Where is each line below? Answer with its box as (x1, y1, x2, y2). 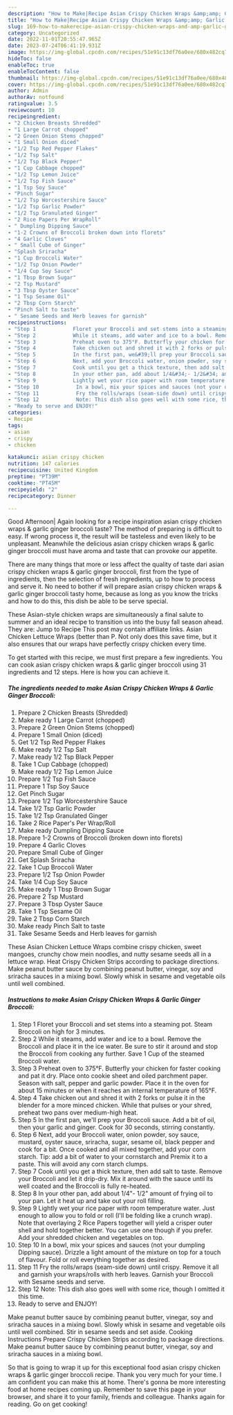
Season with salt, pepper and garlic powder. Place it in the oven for (17, 1079, 209, 1088)
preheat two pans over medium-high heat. (17, 1108, 138, 1117)
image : (8, 49, 27, 56)
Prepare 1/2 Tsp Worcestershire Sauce (17, 797, 128, 805)
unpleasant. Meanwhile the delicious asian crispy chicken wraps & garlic (8, 539, 214, 548)
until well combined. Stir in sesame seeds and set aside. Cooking (8, 1328, 193, 1336)
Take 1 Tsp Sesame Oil (17, 908, 82, 916)
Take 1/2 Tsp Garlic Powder (17, 804, 96, 813)
